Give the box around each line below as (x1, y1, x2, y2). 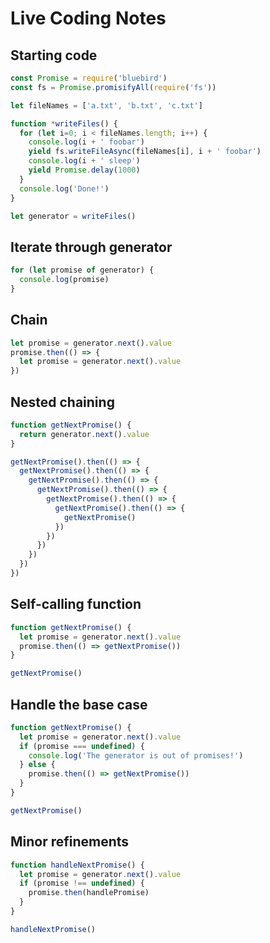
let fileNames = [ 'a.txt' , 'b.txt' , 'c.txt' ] (10, 100, 203, 111)
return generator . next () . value (19, 429, 150, 439)
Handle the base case (10, 696, 148, 713)
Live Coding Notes (10, 7, 167, 30)
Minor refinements (10, 833, 130, 851)
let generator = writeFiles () (10, 211, 137, 221)
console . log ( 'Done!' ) (19, 183, 110, 194)
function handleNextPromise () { (10, 860, 145, 870)
